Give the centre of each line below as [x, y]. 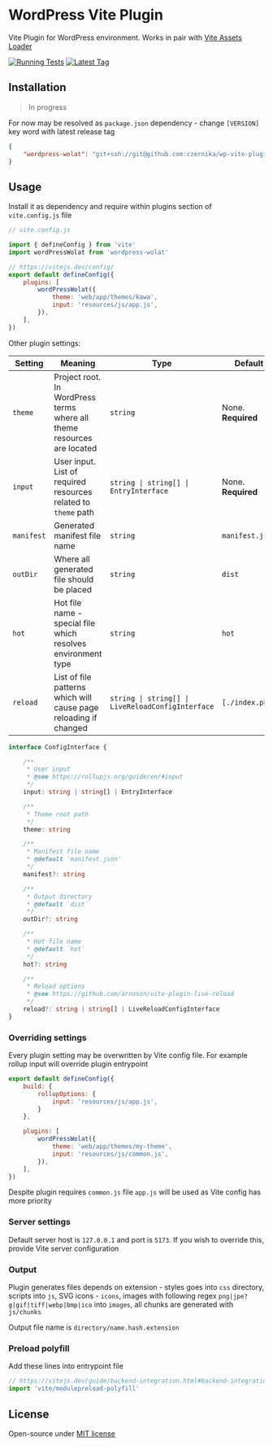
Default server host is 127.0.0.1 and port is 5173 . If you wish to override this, [136, 1239]
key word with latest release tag [62, 131]
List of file [73, 677]
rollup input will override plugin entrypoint [78, 1064]
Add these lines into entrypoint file [66, 1366]
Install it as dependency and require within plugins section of [110, 207]
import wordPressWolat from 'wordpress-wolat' [89, 252]
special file [75, 623]
